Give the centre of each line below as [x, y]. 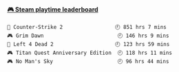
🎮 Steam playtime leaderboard [53, 9]
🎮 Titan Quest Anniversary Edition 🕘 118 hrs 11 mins [89, 53]
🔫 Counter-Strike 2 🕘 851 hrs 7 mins [87, 27]
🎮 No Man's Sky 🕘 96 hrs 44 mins [88, 62]
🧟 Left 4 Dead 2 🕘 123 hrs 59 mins [88, 45]
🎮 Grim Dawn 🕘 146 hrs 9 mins [88, 36]
